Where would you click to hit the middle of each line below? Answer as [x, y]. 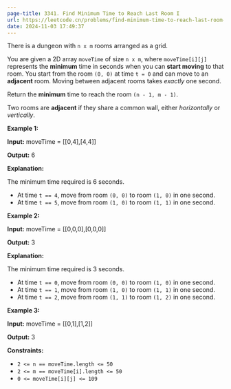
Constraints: [25, 350]
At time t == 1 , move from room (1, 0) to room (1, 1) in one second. [116, 290]
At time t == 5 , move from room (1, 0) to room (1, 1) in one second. [116, 202]
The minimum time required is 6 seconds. [66, 182]
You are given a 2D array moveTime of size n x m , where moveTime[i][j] [107, 59]
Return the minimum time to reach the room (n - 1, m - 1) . [93, 94]
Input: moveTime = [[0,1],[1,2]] [50, 324]
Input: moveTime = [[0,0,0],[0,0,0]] [57, 229]
